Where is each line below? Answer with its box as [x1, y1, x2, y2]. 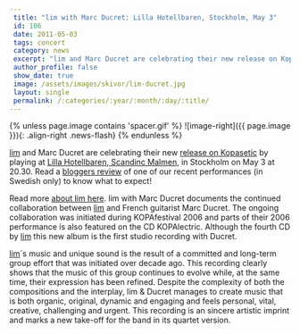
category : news [12, 46, 70, 55]
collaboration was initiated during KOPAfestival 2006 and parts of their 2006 [9, 212, 290, 223]
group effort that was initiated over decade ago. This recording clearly [9, 258, 268, 269]
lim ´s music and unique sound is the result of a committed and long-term [9, 248, 277, 259]
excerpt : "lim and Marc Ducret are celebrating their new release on [12, 54, 278, 63]
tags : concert [12, 38, 66, 47]
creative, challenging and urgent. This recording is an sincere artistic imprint [9, 305, 290, 316]
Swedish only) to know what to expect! [9, 176, 152, 187]
